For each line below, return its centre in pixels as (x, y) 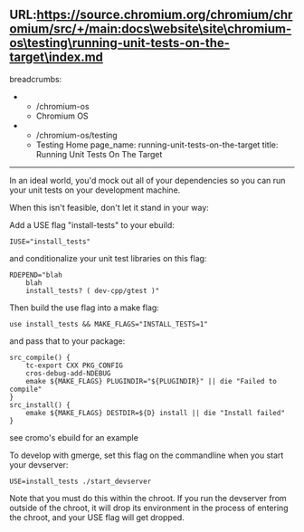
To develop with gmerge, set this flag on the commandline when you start (147, 455)
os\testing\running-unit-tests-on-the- (120, 43)
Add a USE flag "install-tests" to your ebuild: (92, 224)
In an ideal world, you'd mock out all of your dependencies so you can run (147, 180)
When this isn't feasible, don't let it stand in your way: (109, 207)
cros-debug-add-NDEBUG (68, 373)
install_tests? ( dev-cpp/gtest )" (93, 290)
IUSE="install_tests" (50, 242)
